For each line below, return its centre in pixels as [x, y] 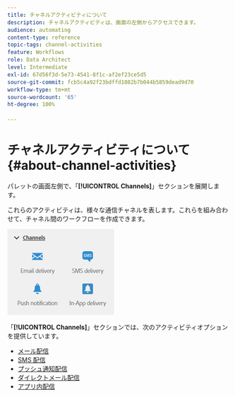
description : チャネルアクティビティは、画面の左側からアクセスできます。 [103, 22]
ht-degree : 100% [31, 105]
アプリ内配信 [36, 386]
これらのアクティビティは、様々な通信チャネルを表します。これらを [106, 209]
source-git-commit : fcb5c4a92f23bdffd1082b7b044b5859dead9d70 [101, 82]
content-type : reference [44, 38]
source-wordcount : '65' [42, 97]
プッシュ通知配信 [42, 369]
